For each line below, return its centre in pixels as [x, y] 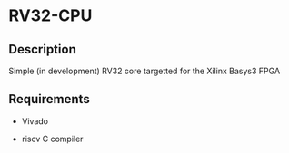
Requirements [49, 99]
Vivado [35, 121]
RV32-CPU [50, 16]
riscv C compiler [52, 139]
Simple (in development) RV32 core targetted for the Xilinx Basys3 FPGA [144, 71]
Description [42, 49]
